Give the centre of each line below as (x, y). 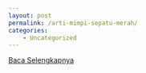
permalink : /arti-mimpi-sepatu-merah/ (73, 23)
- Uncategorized (50, 38)
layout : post (30, 15)
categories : (28, 30)
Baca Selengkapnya (41, 60)
